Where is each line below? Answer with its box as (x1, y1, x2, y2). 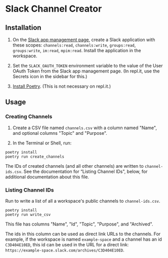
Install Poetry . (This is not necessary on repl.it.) (12, 83, 111, 89)
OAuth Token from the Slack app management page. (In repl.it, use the (12, 68, 160, 74)
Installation (5, 23, 41, 32)
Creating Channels (5, 113, 53, 120)
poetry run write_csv (5, 212, 51, 217)
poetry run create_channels (5, 154, 65, 159)
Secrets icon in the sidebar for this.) (12, 73, 88, 79)
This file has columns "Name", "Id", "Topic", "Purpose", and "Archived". (5, 221, 153, 227)
